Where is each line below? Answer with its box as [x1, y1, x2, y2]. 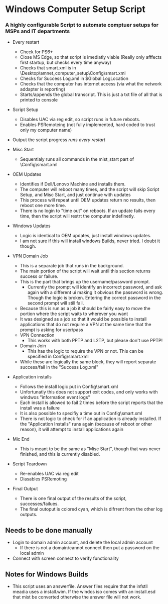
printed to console [20, 97, 58, 103]
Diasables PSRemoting [20, 476, 67, 482]
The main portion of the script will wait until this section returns [20, 268, 151, 274]
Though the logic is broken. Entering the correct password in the [27, 295, 161, 301]
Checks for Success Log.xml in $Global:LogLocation [20, 75, 129, 81]
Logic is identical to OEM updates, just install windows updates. [20, 233, 151, 239]
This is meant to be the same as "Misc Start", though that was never [20, 446, 160, 452]
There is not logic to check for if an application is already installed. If [20, 416, 161, 422]
